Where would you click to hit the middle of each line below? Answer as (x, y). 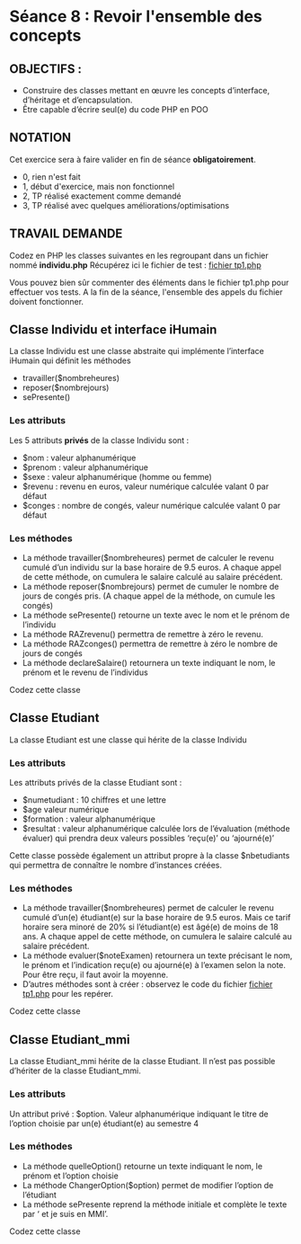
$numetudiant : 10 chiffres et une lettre (94, 800)
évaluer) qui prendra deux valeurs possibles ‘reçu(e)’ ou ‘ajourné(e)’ (148, 839)
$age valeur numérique (66, 810)
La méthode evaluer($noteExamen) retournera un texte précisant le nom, (157, 955)
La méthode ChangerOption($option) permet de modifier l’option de (148, 1185)
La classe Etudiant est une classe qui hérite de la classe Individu (128, 740)
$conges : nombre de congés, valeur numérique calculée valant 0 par (151, 505)
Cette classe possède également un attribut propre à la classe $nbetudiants (150, 856)
